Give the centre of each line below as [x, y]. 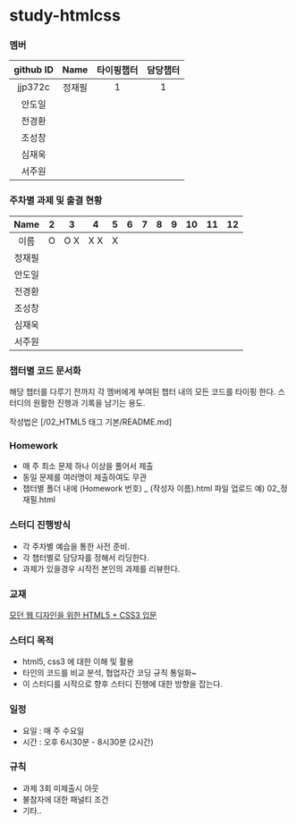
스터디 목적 [32, 640]
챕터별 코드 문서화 [46, 370]
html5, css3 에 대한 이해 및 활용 [78, 661]
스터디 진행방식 [40, 526]
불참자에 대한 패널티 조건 [65, 799]
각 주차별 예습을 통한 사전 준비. [76, 546]
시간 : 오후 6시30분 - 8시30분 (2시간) [88, 742]
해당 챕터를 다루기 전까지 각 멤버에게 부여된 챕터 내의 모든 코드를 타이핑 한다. [143, 392]
